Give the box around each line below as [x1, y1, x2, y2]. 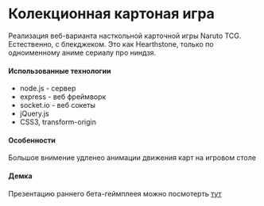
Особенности [8, 135, 56, 145]
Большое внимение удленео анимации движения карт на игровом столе [8, 153, 257, 162]
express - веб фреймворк [19, 92, 107, 101]
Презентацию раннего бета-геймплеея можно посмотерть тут [8, 189, 222, 198]
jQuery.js [19, 109, 49, 119]
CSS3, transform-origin [19, 117, 97, 127]
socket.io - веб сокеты [19, 101, 95, 110]
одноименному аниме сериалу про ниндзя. [8, 48, 157, 57]
